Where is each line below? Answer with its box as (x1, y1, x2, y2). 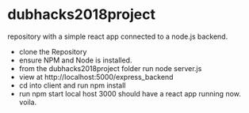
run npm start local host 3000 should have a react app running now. (18, 89, 241, 98)
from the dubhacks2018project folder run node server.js (18, 63, 202, 73)
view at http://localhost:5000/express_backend (18, 72, 174, 81)
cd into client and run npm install (18, 81, 126, 90)
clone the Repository (18, 47, 87, 56)
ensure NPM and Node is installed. (18, 55, 132, 65)
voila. (18, 97, 37, 107)
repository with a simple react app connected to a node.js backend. (7, 32, 228, 41)
